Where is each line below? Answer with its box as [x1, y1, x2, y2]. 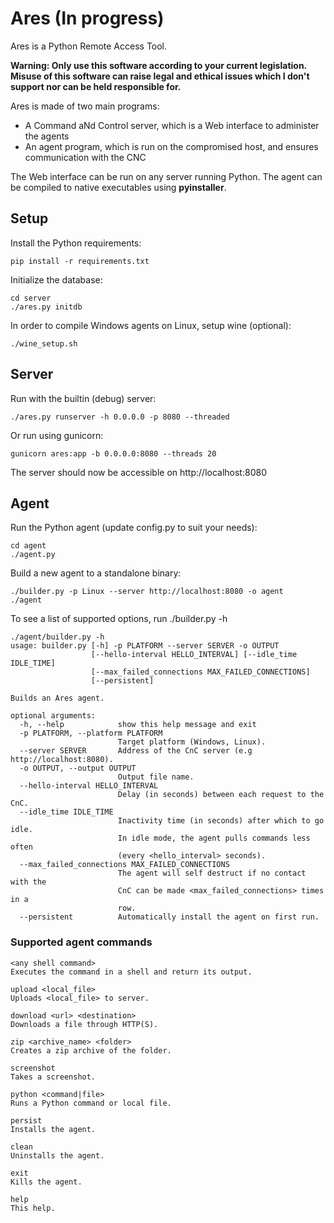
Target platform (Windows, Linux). [117, 737, 267, 747]
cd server [10, 293, 52, 303]
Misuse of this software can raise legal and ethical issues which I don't [10, 70, 310, 82]
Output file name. [117, 772, 195, 782]
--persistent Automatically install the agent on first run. [19, 912, 320, 922]
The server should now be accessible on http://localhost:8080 [10, 466, 267, 478]
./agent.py [10, 550, 56, 560]
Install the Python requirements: [10, 237, 142, 249]
